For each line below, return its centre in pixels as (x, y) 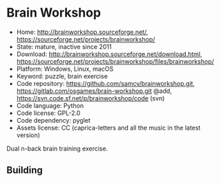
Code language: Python (50, 105)
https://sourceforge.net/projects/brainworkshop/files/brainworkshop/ (115, 61)
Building (25, 170)
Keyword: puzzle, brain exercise (62, 76)
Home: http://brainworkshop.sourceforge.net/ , (82, 32)
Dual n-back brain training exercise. (57, 148)
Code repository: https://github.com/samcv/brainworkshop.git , (105, 83)
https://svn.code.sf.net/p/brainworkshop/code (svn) (90, 98)
